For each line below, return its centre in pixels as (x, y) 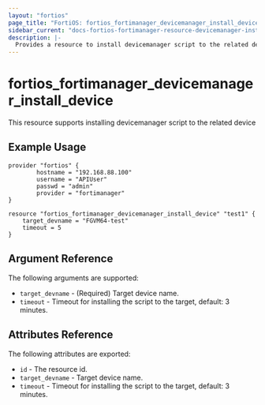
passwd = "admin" (65, 186)
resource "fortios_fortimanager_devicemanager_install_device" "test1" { (132, 214)
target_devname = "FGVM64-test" (75, 221)
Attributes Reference (61, 335)
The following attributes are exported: (69, 354)
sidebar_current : (37, 30)
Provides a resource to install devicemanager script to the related (132, 45)
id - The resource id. (54, 369)
